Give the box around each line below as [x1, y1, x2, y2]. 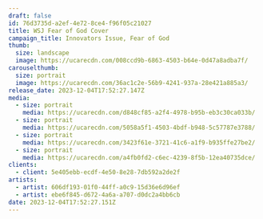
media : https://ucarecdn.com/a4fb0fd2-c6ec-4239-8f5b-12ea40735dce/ [22, 153, 256, 161]
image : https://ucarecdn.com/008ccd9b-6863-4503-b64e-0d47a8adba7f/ [15, 57, 249, 65]
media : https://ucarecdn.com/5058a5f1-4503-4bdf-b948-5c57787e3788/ [22, 124, 256, 132]
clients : [8, 161, 38, 169]
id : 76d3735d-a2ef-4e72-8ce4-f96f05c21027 [8, 19, 152, 27]
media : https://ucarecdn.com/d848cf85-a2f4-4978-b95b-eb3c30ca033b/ [22, 109, 256, 117]
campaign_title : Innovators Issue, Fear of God [8, 34, 170, 43]
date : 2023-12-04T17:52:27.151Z [8, 198, 116, 206]
